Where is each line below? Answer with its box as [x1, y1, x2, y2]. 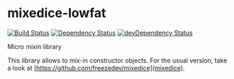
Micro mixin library [7, 42, 62, 51]
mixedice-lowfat [7, 5, 106, 21]
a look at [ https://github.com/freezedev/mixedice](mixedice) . [7, 63, 186, 72]
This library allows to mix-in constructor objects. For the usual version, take [7, 56, 228, 65]
